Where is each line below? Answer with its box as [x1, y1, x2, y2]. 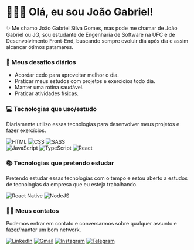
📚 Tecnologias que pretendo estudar [6, 159, 114, 167]
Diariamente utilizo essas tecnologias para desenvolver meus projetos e [6, 120, 180, 127]
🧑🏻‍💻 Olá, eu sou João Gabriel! [6, 5, 154, 19]
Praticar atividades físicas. [14, 90, 79, 97]
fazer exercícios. [6, 127, 46, 134]
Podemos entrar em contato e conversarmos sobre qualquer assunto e [6, 220, 177, 227]
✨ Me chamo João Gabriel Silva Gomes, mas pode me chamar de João [6, 25, 178, 32]
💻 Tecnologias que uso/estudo [6, 105, 97, 113]
